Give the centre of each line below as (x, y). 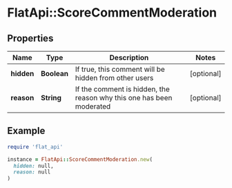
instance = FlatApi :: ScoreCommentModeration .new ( (80, 159)
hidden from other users (114, 78)
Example (26, 131)
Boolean (55, 74)
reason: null (32, 172)
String (51, 98)
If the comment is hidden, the (123, 89)
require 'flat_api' (35, 147)
